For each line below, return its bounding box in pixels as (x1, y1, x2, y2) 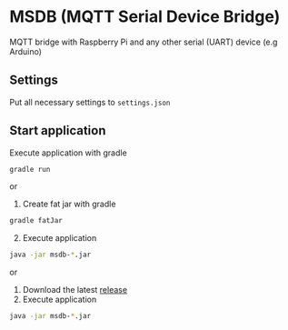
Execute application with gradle (9, 147, 127, 158)
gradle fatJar (9, 216, 64, 225)
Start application (9, 123, 106, 138)
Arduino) (9, 45, 43, 56)
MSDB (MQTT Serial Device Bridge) (9, 6, 281, 27)
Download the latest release (22, 285, 128, 295)
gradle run (9, 165, 51, 174)
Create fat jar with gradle (22, 198, 116, 210)
